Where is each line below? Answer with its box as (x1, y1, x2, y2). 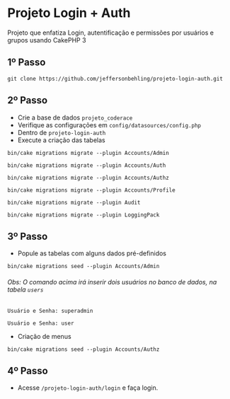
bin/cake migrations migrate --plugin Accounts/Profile (7, 186, 176, 194)
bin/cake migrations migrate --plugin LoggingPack (7, 211, 160, 219)
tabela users (7, 285, 44, 294)
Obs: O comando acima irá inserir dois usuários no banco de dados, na (7, 277, 217, 286)
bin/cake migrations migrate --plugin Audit (7, 199, 141, 206)
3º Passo (7, 230, 48, 242)
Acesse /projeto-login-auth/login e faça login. (17, 383, 159, 392)
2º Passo (7, 94, 48, 107)
